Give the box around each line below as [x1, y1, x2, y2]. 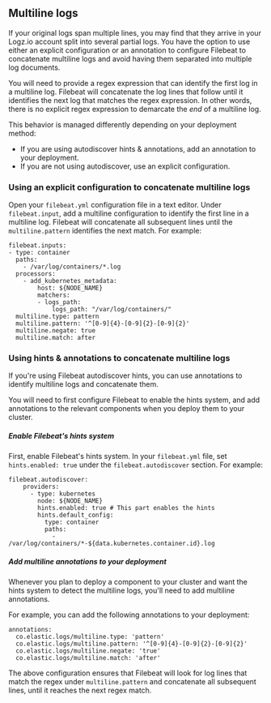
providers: [23, 482, 60, 491]
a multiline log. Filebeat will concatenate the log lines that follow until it [8, 87, 243, 96]
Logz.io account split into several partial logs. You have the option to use [8, 36, 251, 46]
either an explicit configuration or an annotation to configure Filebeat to [8, 45, 247, 55]
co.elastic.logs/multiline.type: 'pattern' [15, 632, 164, 641]
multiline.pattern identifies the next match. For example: [8, 226, 202, 236]
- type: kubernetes [29, 490, 95, 498]
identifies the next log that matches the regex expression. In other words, [8, 95, 252, 105]
